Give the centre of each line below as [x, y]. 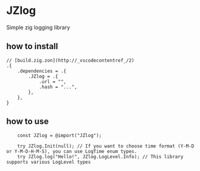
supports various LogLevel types [49, 162]
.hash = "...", [58, 87]
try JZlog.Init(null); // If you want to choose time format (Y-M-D [106, 146]
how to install [32, 46]
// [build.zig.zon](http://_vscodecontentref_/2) [71, 60]
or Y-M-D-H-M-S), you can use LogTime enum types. [72, 151]
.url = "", [53, 82]
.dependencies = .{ [42, 71]
